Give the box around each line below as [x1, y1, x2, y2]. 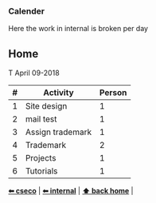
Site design [25, 101, 68, 112]
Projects [25, 153, 57, 164]
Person [99, 87, 127, 98]
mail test [25, 113, 57, 125]
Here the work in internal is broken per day [8, 24, 149, 34]
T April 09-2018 [8, 68, 60, 78]
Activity [43, 87, 74, 98]
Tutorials [25, 165, 58, 177]
